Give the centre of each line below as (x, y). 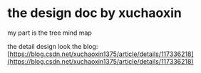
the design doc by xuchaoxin (94, 13)
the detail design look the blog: (53, 46)
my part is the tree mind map (50, 33)
